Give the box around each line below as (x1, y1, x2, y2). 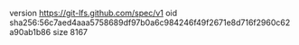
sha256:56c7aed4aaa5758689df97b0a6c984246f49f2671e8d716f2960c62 (9, 17, 291, 28)
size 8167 (52, 27, 89, 37)
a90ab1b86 (9, 27, 51, 37)
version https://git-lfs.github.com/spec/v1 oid (9, 8, 178, 18)
